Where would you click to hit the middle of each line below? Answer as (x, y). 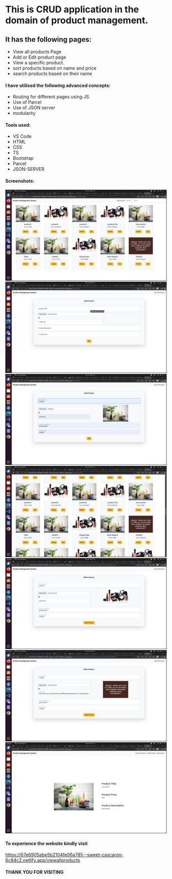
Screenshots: (20, 181)
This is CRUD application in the (72, 10)
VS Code (22, 136)
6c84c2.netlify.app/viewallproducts (43, 860)
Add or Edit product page (39, 57)
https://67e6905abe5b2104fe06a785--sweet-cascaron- (64, 855)
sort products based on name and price (55, 68)
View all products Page (37, 52)
